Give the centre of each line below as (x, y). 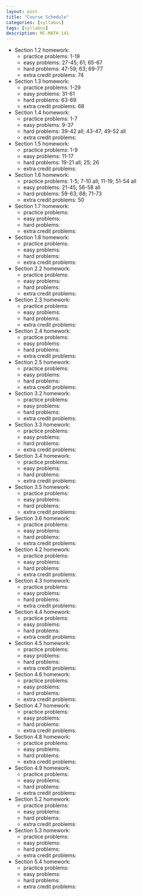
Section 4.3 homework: (42, 581)
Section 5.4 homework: (43, 862)
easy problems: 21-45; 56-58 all (62, 187)
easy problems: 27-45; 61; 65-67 (63, 63)
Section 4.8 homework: (43, 737)
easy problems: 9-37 (49, 125)
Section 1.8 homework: (42, 237)
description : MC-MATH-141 (37, 33)
